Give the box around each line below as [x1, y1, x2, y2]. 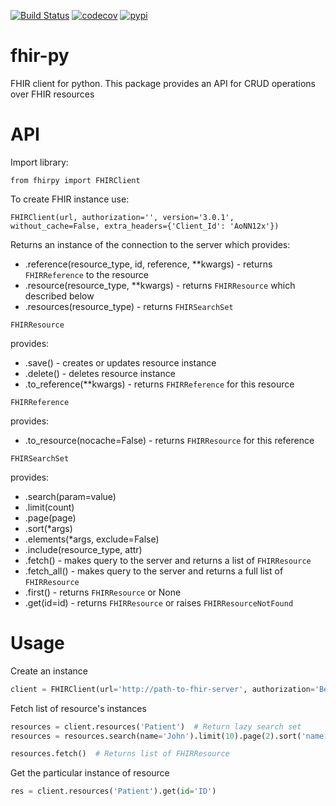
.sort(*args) [24, 522, 73, 534]
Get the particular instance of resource [10, 767, 170, 779]
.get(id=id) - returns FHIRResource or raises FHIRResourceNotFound [24, 596, 294, 609]
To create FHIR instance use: [10, 193, 130, 205]
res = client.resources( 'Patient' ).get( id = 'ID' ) [10, 786, 217, 797]
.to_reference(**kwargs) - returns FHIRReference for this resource [24, 378, 295, 390]
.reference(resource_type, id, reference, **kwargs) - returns [24, 258, 273, 270]
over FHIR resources [10, 88, 95, 100]
